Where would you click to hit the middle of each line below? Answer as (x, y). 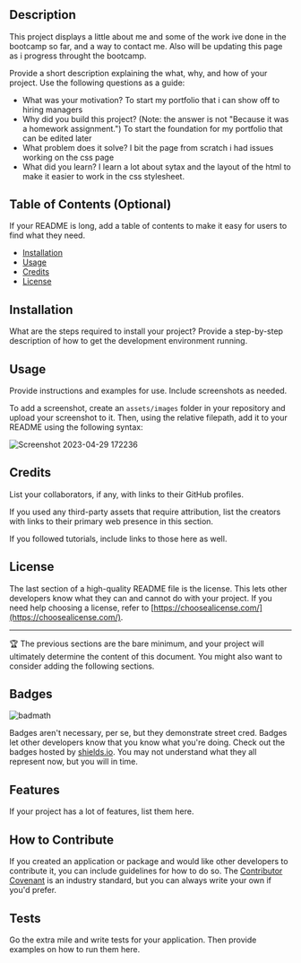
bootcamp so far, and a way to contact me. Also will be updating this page (146, 46)
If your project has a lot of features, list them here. (102, 811)
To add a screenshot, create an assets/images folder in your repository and (147, 408)
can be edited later (57, 138)
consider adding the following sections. (82, 666)
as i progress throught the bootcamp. (78, 56)
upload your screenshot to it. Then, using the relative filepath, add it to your (149, 418)
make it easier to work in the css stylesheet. (103, 176)
